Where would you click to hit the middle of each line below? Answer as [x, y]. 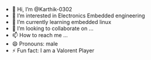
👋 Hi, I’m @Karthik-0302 [42, 9]
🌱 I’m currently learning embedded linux [61, 22]
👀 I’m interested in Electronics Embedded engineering [79, 16]
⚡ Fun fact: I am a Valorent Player [53, 50]
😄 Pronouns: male [35, 44]
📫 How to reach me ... [40, 35]
